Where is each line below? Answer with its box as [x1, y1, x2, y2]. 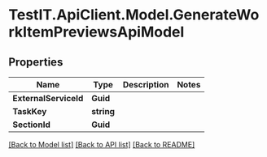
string [90, 106, 116, 117]
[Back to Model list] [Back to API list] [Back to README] [8, 140, 195, 149]
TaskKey [12, 106, 47, 117]
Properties [8, 55, 63, 69]
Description [122, 79, 169, 90]
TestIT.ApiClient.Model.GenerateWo [8, 6, 260, 24]
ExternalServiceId [12, 93, 84, 104]
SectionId [12, 119, 50, 130]
